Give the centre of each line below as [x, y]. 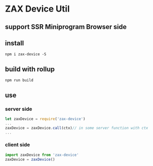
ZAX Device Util [38, 9]
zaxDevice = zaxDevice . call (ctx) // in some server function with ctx [77, 128]
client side [17, 145]
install [15, 43]
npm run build [19, 80]
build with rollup [30, 69]
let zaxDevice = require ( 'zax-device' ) [45, 119]
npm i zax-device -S [26, 54]
